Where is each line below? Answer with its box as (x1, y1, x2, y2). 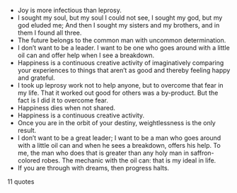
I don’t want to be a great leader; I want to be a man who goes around (17, 134, 221, 142)
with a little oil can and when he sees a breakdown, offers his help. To (17, 141, 221, 149)
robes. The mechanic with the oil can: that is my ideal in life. (41, 156, 216, 165)
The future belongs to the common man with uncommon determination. (17, 36, 226, 45)
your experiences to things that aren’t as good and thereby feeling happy (17, 66, 231, 74)
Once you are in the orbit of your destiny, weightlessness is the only (17, 119, 216, 127)
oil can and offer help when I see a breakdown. (17, 51, 155, 59)
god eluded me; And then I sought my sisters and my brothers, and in (17, 21, 220, 29)
